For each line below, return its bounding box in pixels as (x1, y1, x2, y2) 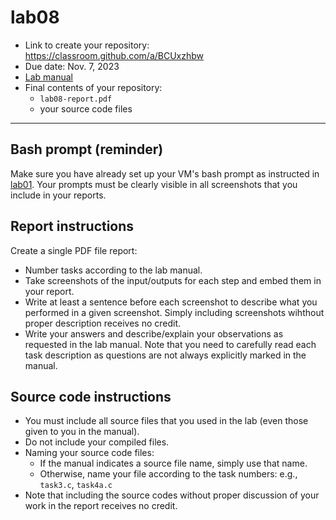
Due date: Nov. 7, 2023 (24, 60, 120, 72)
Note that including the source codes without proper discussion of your (24, 489, 320, 501)
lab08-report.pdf (39, 94, 113, 104)
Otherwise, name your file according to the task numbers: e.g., (39, 468, 298, 480)
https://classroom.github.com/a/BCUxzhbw (24, 49, 205, 61)
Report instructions (10, 218, 135, 235)
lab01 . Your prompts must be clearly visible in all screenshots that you (10, 178, 298, 190)
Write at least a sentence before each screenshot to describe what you (24, 296, 318, 308)
